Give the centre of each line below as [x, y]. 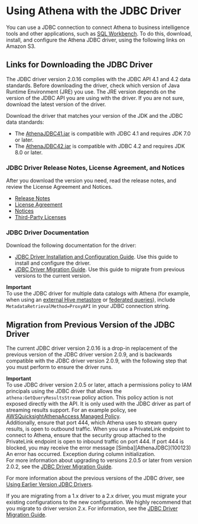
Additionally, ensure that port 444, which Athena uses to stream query [92, 423]
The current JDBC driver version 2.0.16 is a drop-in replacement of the [92, 348]
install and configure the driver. [53, 263]
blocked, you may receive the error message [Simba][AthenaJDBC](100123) [98, 448]
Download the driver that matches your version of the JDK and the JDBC [95, 115]
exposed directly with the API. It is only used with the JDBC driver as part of [98, 404]
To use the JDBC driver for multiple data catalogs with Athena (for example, [98, 294]
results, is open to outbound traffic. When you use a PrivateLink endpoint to [98, 429]
